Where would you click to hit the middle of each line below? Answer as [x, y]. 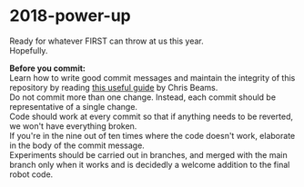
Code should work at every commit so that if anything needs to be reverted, [152, 116]
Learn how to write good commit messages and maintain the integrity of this [152, 77]
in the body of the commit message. [77, 145]
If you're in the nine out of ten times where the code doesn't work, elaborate [152, 135]
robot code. [31, 174]
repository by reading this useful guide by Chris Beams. [114, 87]
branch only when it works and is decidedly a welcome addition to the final [150, 164]
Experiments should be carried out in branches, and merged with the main [149, 154]
